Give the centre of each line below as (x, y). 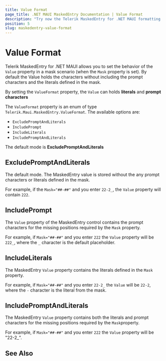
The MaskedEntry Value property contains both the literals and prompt (77, 317)
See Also (19, 353)
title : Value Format (27, 10)
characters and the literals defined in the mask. (53, 82)
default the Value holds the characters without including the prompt (74, 77)
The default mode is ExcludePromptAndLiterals (55, 147)
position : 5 (17, 24)
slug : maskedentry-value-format (38, 28)
